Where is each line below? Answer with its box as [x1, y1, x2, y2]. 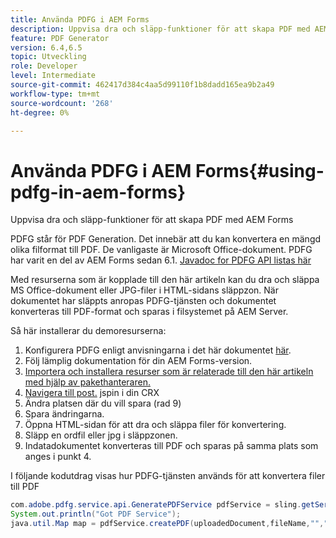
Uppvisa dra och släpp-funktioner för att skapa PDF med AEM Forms [10, 214, 294, 226]
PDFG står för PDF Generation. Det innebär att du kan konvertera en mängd [10, 233, 322, 245]
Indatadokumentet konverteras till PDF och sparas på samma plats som [24, 440, 319, 452]
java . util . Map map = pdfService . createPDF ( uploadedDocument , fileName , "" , [10, 519, 325, 529]
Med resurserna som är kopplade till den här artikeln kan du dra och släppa [10, 274, 320, 286]
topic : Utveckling [10, 52, 87, 62]
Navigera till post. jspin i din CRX [24, 387, 160, 399]
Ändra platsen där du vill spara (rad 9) [24, 397, 182, 410]
